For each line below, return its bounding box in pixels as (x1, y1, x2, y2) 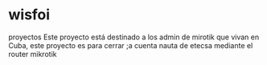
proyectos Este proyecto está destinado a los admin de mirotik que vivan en (8, 32, 260, 42)
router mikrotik (8, 49, 57, 59)
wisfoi (8, 6, 51, 24)
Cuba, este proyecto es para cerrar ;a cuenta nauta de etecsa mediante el (8, 40, 253, 50)
